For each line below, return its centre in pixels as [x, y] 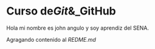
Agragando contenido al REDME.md [51, 39]
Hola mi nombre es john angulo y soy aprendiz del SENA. [78, 28]
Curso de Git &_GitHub [61, 11]
